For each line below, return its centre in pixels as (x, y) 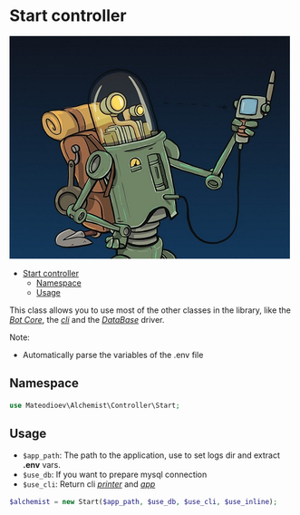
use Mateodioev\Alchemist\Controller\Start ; (95, 405)
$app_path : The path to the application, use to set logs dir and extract (151, 455)
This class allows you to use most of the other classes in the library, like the (150, 310)
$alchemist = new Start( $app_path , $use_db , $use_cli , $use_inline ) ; (144, 502)
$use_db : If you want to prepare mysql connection (115, 475)
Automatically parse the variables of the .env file (113, 355)
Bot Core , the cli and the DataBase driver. (87, 319)
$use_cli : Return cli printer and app (89, 484)
